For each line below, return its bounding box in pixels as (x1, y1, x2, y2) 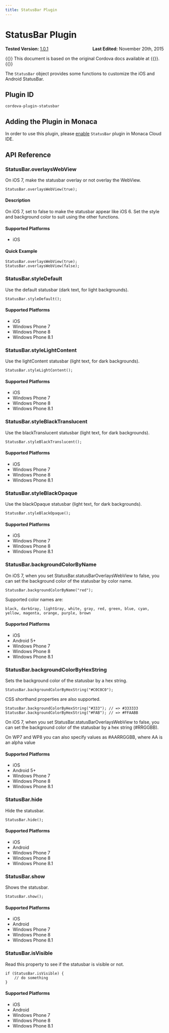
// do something (14, 975, 49, 980)
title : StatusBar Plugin (5, 7, 57, 13)
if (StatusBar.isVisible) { (5, 971, 64, 976)
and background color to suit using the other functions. (5, 214, 120, 220)
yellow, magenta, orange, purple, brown (5, 610, 92, 616)
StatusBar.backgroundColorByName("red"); (5, 588, 94, 593)
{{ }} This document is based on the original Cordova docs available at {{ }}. (5, 55, 160, 61)
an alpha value (5, 739, 36, 745)
